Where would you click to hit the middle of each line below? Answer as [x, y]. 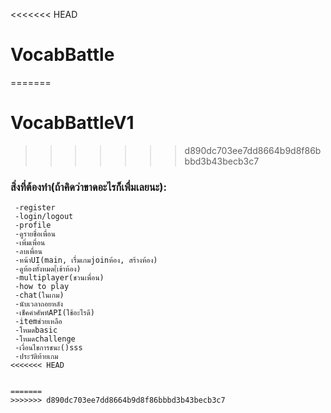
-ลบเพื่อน [28, 252]
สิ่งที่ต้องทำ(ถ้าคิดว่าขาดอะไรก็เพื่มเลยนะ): [88, 187]
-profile [33, 225]
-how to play [42, 287]
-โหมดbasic [36, 330]
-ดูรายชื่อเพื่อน [35, 234]
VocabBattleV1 [72, 123]
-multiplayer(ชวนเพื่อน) [59, 278]
